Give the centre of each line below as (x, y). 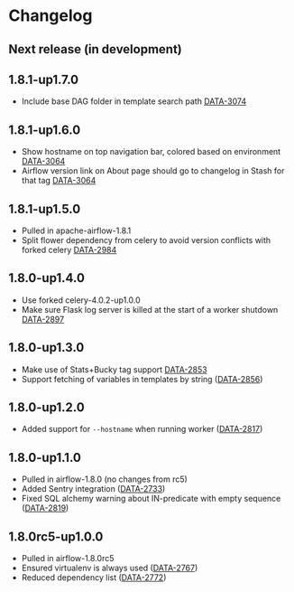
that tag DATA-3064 (59, 181)
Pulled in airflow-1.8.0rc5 (68, 559)
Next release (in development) (95, 49)
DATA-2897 (43, 319)
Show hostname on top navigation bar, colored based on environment (151, 152)
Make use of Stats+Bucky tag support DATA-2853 (115, 369)
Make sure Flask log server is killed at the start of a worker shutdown (150, 309)
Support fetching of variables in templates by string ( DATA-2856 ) (142, 379)
